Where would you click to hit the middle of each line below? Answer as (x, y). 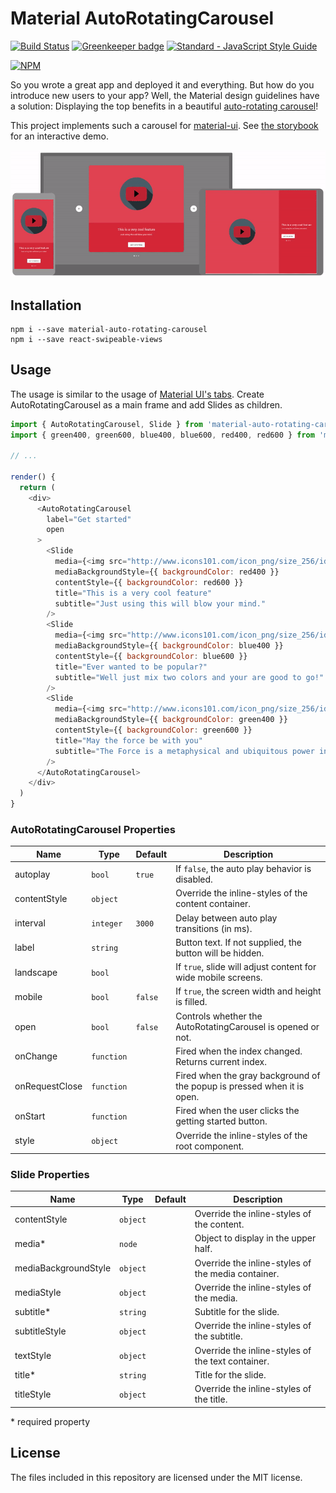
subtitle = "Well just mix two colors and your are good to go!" (189, 677)
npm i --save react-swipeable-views (86, 339)
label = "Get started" (89, 519)
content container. (213, 904)
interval (30, 923)
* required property (50, 1421)
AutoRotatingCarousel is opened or (247, 1026)
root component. (210, 1146)
